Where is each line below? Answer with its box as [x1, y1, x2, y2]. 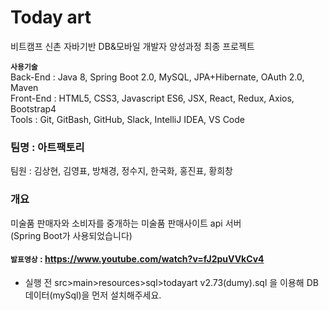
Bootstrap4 [10, 102, 57, 115]
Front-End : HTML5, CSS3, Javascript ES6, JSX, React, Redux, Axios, [10, 92, 295, 104]
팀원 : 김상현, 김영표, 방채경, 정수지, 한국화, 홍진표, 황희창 [10, 165, 233, 177]
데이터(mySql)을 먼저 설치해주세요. [24, 289, 162, 301]
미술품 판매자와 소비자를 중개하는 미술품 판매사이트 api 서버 [10, 217, 242, 229]
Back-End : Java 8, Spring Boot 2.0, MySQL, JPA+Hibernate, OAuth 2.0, [10, 71, 305, 83]
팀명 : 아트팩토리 [10, 140, 85, 154]
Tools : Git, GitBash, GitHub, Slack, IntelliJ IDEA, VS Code [10, 113, 245, 125]
